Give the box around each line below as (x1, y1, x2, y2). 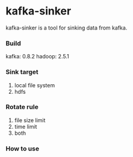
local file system (14, 81, 55, 88)
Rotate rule (5, 103, 39, 111)
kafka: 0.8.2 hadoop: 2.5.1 (5, 53, 70, 60)
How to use (5, 144, 40, 153)
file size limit (14, 116, 46, 124)
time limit (14, 123, 37, 130)
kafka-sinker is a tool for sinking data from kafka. (5, 24, 128, 31)
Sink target (5, 68, 39, 76)
